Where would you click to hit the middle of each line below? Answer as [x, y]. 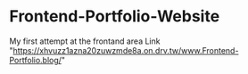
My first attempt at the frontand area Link [85, 41]
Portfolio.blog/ [36, 60]
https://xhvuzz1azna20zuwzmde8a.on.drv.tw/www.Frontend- [126, 50]
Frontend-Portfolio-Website [115, 16]
